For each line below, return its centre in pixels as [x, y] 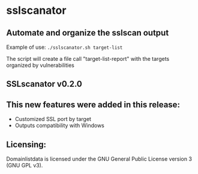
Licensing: [26, 144]
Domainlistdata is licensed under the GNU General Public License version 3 [99, 159]
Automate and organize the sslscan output [88, 33]
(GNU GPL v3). [25, 166]
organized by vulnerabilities [40, 65]
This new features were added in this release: [93, 104]
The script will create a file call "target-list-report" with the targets [88, 59]
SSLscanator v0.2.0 [44, 84]
